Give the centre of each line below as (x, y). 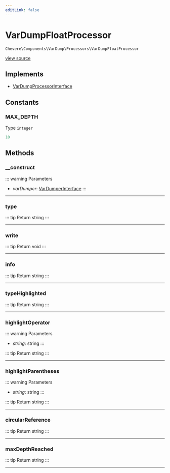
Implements (25, 74)
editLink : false (22, 10)
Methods (20, 153)
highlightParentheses (32, 371)
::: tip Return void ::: (26, 247)
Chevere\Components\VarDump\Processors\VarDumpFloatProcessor (72, 49)
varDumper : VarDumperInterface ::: (50, 188)
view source (18, 58)
